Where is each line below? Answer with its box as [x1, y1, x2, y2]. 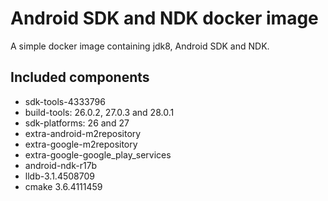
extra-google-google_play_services [24, 148, 172, 161]
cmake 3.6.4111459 [24, 180, 103, 192]
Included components [10, 69, 150, 86]
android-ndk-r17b [24, 159, 98, 171]
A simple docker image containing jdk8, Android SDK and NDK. [10, 40, 270, 52]
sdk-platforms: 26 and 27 [24, 117, 130, 129]
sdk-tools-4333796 [24, 95, 106, 107]
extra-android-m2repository [24, 127, 142, 139]
